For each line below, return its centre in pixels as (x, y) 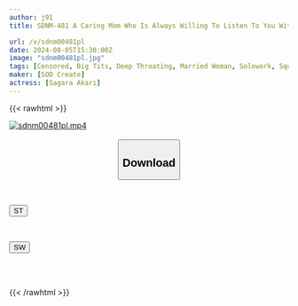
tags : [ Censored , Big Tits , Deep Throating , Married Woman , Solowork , (142, 67)
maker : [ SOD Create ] (47, 75)
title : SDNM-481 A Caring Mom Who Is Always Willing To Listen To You (142, 26)
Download (149, 163)
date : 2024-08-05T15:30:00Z (61, 50)
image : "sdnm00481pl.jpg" (57, 59)
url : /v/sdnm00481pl (47, 42)
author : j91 (31, 17)
